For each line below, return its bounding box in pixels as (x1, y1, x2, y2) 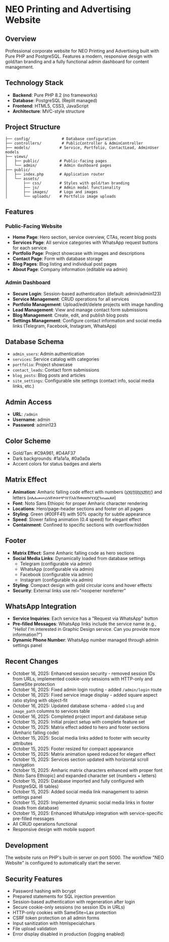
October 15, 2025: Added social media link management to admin (12, 789, 149, 795)
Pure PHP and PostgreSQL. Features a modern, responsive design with (5, 53, 153, 59)
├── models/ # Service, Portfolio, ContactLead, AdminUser (5, 145, 159, 150)
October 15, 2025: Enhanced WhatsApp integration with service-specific (12, 810, 163, 817)
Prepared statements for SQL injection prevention (12, 893, 116, 899)
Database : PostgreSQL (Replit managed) (12, 97, 97, 103)
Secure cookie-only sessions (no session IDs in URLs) (12, 904, 125, 910)
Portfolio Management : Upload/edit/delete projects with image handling (12, 301, 163, 307)
